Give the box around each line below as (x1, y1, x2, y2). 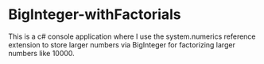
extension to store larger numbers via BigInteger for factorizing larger (8, 40, 236, 49)
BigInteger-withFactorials (8, 6, 181, 24)
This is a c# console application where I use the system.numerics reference (8, 32, 256, 41)
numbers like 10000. (8, 48, 76, 58)
